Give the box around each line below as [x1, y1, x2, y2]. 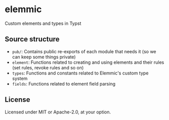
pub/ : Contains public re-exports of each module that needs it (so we [12, 48, 157, 54]
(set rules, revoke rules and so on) [12, 64, 84, 70]
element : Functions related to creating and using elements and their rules [12, 59, 164, 65]
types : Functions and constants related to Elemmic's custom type [12, 70, 149, 76]
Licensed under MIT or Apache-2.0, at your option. [5, 109, 111, 115]
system [12, 75, 28, 82]
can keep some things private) [12, 54, 76, 60]
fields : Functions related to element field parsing [12, 81, 116, 87]
